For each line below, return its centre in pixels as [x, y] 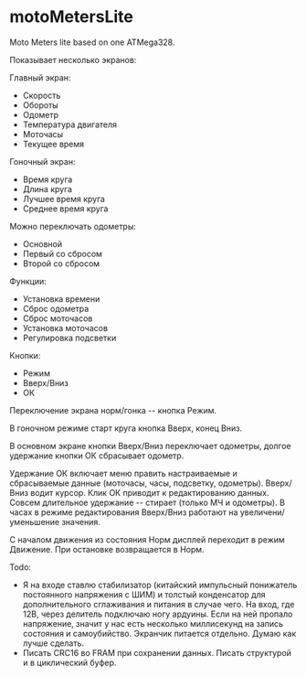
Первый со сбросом [63, 253]
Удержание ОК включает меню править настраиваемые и [123, 473]
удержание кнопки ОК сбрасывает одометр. [97, 456]
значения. [81, 521]
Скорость [42, 95]
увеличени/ [262, 512]
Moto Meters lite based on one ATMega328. [92, 42]
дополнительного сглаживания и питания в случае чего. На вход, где [158, 604]
